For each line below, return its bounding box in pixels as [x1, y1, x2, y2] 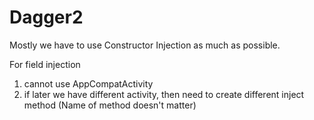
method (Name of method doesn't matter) [23, 99, 197, 111]
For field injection [9, 58, 81, 70]
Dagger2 [9, 6, 84, 29]
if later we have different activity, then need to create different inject [23, 88, 305, 100]
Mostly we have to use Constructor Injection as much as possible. [9, 39, 281, 51]
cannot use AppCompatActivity [23, 77, 154, 90]
